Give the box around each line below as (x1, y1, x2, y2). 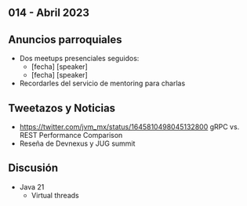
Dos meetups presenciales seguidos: (19, 54, 140, 63)
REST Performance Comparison (19, 131, 123, 140)
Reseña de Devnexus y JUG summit (19, 139, 136, 148)
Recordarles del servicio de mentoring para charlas (19, 78, 186, 89)
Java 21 (19, 182, 45, 191)
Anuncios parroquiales (8, 33, 122, 46)
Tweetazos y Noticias (8, 101, 116, 114)
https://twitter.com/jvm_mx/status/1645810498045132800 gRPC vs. (19, 122, 240, 132)
